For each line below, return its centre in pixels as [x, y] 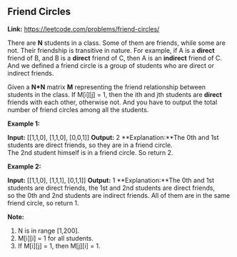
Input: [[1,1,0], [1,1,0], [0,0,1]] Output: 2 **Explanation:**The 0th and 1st [113, 137]
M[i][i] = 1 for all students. [56, 238]
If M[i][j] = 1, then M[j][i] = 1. [59, 246]
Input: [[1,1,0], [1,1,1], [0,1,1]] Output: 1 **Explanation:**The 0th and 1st [111, 180]
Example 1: [24, 124]
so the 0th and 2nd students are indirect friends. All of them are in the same [119, 195]
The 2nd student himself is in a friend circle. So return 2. [90, 152]
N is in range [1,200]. [49, 231]
